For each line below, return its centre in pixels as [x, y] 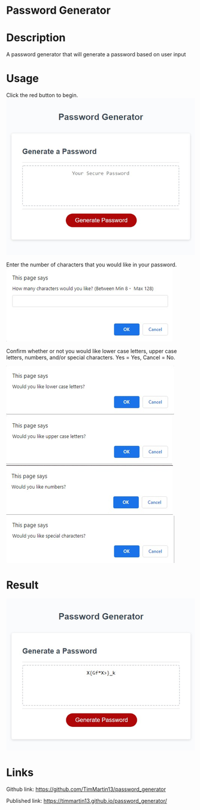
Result [22, 585]
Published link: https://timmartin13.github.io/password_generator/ [87, 800]
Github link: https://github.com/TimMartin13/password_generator [86, 789]
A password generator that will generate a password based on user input [96, 54]
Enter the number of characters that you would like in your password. [92, 265]
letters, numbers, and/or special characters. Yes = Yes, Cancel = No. [91, 357]
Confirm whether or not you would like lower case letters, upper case [92, 351]
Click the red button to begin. [42, 95]
